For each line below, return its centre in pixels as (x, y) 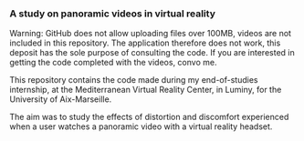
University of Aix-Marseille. (61, 99)
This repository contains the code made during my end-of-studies (134, 80)
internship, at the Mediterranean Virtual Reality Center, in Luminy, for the (146, 90)
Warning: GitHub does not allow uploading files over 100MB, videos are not (151, 34)
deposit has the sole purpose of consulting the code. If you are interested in (152, 53)
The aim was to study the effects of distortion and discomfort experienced (149, 117)
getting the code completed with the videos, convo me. (113, 63)
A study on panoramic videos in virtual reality (113, 14)
